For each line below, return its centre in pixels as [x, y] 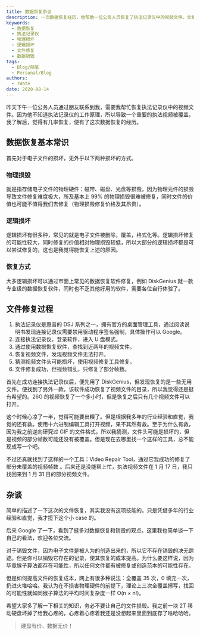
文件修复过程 [30, 309]
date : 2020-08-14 [28, 89]
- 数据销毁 [23, 56]
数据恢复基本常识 [37, 143]
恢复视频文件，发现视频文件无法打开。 [62, 354]
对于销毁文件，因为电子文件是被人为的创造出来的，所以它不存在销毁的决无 [97, 551]
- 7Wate [21, 84]
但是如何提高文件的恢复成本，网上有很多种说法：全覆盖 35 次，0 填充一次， [99, 578]
